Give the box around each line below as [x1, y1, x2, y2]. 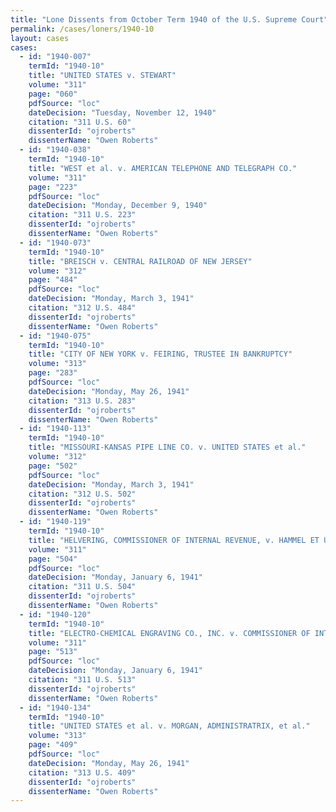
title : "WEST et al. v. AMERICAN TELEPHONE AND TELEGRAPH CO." [28, 163, 298, 173]
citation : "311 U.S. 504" [28, 582, 137, 592]
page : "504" [28, 554, 78, 564]
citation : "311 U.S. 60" [28, 117, 132, 127]
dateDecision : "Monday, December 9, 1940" [28, 201, 208, 211]
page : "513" [28, 647, 78, 657]
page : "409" [28, 740, 78, 750]
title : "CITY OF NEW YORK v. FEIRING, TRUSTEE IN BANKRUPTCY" [28, 349, 293, 360]
